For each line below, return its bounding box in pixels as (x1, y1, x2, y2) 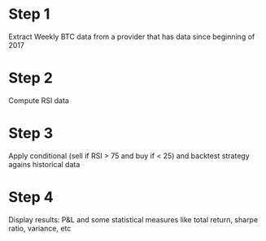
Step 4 (8, 188, 55, 206)
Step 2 (8, 69, 53, 88)
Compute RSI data (8, 95, 69, 105)
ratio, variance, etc (8, 223, 72, 233)
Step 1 (8, 5, 50, 24)
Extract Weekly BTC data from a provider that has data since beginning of (8, 32, 255, 41)
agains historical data (8, 159, 81, 169)
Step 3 (8, 124, 54, 143)
